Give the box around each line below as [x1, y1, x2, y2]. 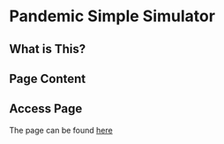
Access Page [9, 102, 83, 117]
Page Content [9, 71, 86, 86]
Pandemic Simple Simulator [9, 6, 216, 27]
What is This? [9, 42, 86, 57]
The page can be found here [9, 125, 113, 135]
